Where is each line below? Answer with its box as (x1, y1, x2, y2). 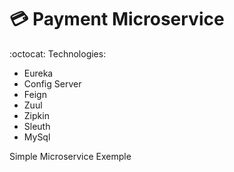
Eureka (23, 67, 54, 79)
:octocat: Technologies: (9, 47, 107, 60)
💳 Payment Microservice (9, 8, 225, 31)
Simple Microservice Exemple (9, 150, 132, 162)
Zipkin (23, 109, 50, 121)
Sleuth (23, 120, 51, 132)
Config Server (23, 77, 82, 90)
